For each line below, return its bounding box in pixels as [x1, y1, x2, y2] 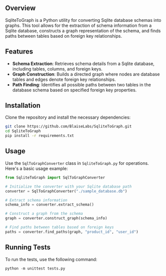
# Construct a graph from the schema [5, 211, 83, 216]
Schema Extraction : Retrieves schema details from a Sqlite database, [12, 61, 155, 67]
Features [5, 47, 33, 56]
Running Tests [5, 243, 51, 252]
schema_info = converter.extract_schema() [5, 202, 94, 207]
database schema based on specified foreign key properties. [12, 87, 137, 93]
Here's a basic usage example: [5, 165, 68, 171]
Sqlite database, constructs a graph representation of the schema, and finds [5, 27, 161, 34]
